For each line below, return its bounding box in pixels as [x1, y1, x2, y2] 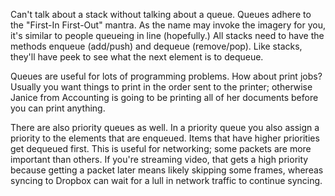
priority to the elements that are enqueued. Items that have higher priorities [10, 132, 320, 144]
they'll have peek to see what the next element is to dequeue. [10, 51, 264, 63]
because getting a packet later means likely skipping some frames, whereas [10, 164, 324, 176]
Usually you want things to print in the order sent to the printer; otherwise [10, 81, 313, 93]
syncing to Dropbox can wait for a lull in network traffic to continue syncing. [10, 175, 323, 186]
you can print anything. [10, 102, 106, 114]
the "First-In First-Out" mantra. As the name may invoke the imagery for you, [10, 19, 326, 31]
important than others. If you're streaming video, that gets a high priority [10, 154, 309, 165]
